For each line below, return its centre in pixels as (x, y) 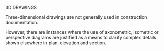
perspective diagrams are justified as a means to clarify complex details (81, 38)
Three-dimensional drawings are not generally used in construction (76, 17)
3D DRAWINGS (21, 7)
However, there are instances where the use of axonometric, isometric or (82, 32)
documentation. (22, 22)
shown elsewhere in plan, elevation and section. (56, 43)
